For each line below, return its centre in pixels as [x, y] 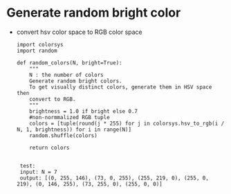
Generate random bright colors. [76, 81]
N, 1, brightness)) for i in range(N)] [74, 130]
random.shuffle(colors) [63, 135]
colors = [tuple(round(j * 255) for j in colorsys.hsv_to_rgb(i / [127, 123]
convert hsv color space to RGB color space [79, 32]
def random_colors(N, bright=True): [69, 63]
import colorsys [40, 44]
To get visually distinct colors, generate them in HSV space [121, 87]
